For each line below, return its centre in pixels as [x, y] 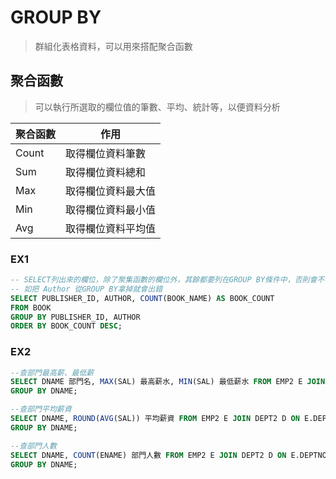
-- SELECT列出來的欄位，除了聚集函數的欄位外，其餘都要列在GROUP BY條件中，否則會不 [167, 280]
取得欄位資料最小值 [111, 209]
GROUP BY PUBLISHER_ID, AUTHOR [75, 317]
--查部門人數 [33, 446]
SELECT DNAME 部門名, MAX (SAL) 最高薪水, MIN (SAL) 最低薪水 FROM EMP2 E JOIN [168, 382]
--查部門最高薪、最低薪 [52, 372]
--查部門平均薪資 [41, 409]
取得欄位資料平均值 [111, 228]
